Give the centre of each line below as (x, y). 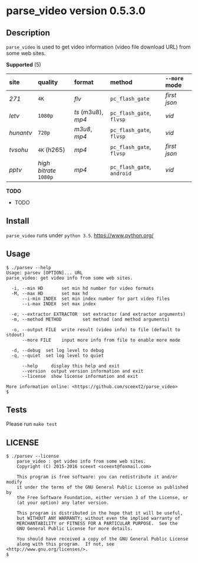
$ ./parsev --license (33, 457)
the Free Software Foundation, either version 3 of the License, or (103, 498)
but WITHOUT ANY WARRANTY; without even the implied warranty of (99, 519)
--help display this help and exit (70, 366)
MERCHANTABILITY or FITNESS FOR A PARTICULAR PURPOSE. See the (97, 524)
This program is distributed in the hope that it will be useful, (100, 513)
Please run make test (32, 424)
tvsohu (19, 150)
